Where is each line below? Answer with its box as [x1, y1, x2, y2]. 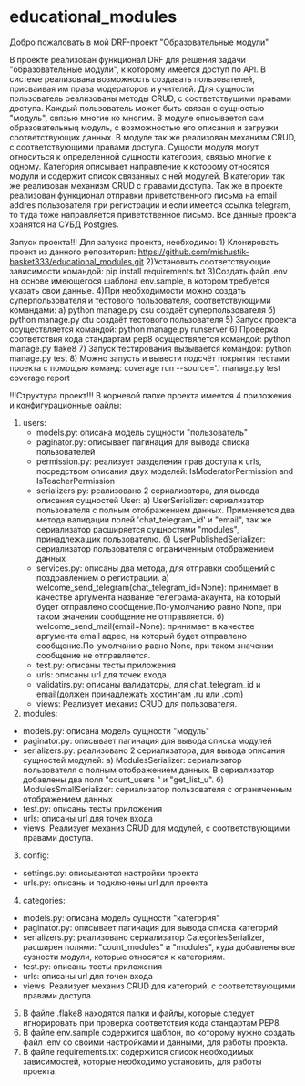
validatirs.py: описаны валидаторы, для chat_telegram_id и [36, 678, 261, 689]
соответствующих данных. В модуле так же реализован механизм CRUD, [9, 131, 297, 142]
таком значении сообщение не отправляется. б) [36, 611, 225, 622]
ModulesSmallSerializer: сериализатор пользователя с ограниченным [22, 783, 293, 794]
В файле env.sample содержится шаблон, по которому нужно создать [22, 1027, 296, 1038]
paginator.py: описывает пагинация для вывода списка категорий [22, 922, 279, 933]
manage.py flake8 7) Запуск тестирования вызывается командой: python [9, 343, 292, 354]
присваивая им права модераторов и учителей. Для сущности [9, 83, 255, 94]
